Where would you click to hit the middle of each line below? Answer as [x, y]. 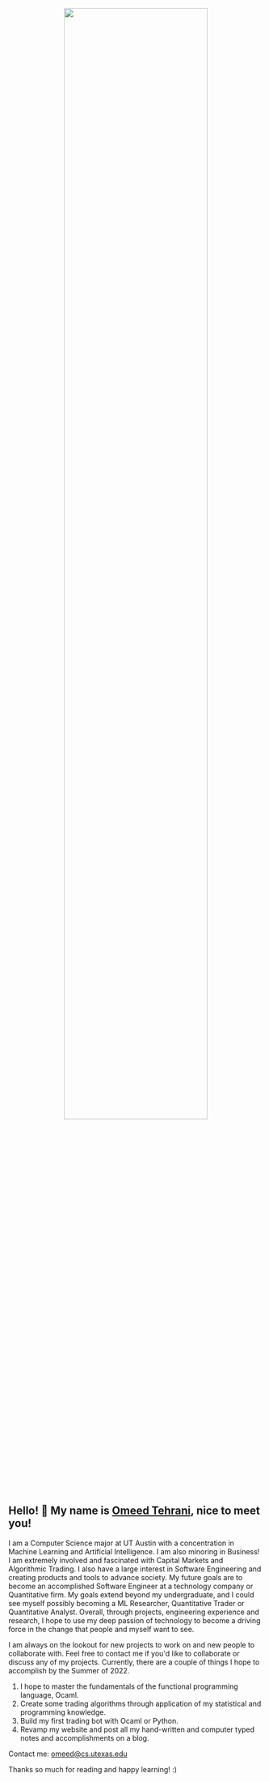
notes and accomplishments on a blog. [84, 1737]
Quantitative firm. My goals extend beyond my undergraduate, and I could [131, 1594]
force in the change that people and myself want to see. [101, 1629]
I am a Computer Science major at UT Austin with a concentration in [121, 1543]
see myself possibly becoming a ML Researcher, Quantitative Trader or [126, 1603]
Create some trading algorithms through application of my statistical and [141, 1703]
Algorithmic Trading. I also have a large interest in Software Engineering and [135, 1569]
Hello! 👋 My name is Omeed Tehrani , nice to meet [134, 1511]
